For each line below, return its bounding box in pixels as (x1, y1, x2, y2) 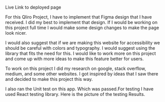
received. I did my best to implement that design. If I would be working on (5, 20, 157, 25)
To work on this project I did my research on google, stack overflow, (5, 65, 146, 71)
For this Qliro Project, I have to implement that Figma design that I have (5, 14, 152, 20)
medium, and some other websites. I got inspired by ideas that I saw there (5, 71, 158, 77)
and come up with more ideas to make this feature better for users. (5, 56, 144, 62)
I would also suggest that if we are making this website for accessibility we (5, 40, 160, 46)
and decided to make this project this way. (5, 76, 93, 82)
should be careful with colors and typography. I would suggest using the (5, 45, 155, 51)
